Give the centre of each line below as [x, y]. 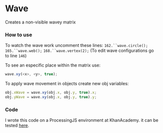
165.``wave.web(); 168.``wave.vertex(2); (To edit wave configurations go [80, 51]
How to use [19, 35]
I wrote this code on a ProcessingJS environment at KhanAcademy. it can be [82, 120]
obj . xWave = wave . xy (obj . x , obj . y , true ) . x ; [51, 93]
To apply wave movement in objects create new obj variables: [67, 84]
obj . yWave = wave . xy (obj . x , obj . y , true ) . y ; [51, 97]
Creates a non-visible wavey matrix [41, 22]
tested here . [17, 126]
